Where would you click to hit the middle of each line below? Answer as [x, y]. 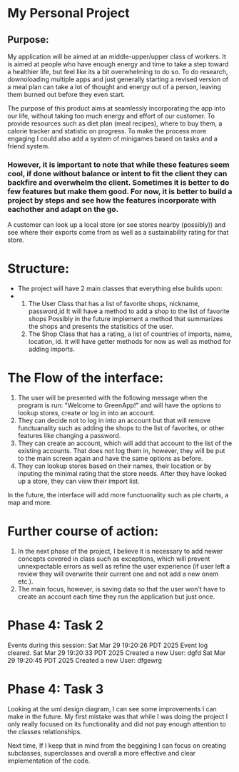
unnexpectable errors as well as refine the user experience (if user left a [124, 567]
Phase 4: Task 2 [55, 625]
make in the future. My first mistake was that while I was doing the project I [118, 716]
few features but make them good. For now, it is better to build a [120, 191]
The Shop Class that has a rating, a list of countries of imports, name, [130, 334]
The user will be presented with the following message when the [113, 398]
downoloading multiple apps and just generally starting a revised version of [118, 79]
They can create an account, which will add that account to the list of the [125, 443]
